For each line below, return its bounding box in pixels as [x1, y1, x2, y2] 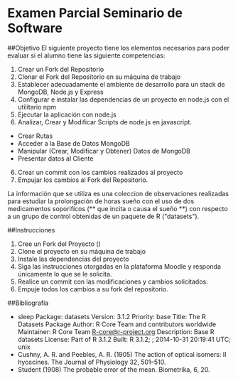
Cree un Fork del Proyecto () [17, 240, 101, 248]
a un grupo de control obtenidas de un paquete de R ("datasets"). [7, 212, 200, 220]
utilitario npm [17, 102, 57, 111]
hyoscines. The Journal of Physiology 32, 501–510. [17, 358, 166, 366]
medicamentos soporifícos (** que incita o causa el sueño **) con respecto [7, 204, 229, 213]
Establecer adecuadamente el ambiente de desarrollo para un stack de [17, 80, 225, 88]
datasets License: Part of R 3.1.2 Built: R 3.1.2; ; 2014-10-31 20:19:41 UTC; [17, 335, 231, 343]
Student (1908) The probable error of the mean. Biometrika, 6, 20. [17, 365, 211, 374]
